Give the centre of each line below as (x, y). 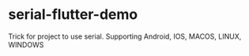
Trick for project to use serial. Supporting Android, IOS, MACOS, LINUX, (125, 36)
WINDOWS (26, 44)
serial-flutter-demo (73, 15)
